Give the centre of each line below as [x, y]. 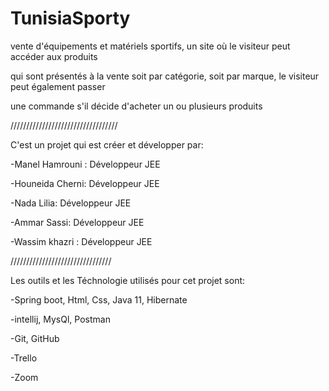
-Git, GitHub [35, 338]
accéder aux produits [54, 56]
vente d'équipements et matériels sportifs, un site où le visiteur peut [150, 46]
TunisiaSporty [70, 18]
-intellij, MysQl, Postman [60, 319]
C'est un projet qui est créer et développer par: [107, 144]
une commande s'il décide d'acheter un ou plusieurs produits [136, 106]
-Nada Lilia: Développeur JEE [71, 203]
